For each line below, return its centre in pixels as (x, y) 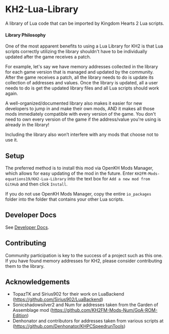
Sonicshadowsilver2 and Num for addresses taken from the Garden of (85, 305)
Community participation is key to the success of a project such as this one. (84, 255)
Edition (20, 316)
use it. (12, 140)
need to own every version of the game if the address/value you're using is (83, 119)
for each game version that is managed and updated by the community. (79, 72)
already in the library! (27, 125)
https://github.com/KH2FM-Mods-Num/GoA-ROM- (105, 310)
